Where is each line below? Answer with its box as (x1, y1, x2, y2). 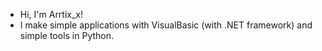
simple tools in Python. (19, 30, 115, 41)
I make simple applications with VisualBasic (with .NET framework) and (19, 19, 313, 31)
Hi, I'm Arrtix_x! (19, 9, 84, 20)
